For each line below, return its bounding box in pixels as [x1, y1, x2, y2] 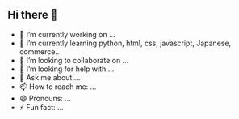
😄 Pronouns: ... [19, 93, 72, 103]
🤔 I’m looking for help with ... [19, 64, 115, 74]
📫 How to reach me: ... [19, 82, 97, 91]
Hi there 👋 [7, 8, 58, 22]
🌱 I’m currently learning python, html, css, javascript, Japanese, [19, 38, 232, 48]
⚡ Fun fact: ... [19, 102, 64, 112]
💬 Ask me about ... [19, 72, 81, 82]
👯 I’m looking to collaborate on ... [19, 55, 129, 65]
